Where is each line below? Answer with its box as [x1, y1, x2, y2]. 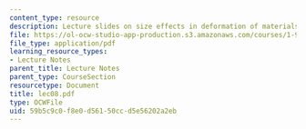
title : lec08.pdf [9, 89, 76, 98]
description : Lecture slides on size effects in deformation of [9, 22, 259, 31]
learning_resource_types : [9, 47, 107, 56]
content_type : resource [9, 13, 100, 23]
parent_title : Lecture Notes [9, 64, 120, 74]
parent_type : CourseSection [9, 73, 117, 82]
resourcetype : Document [9, 81, 100, 90]
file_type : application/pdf [9, 38, 117, 48]
